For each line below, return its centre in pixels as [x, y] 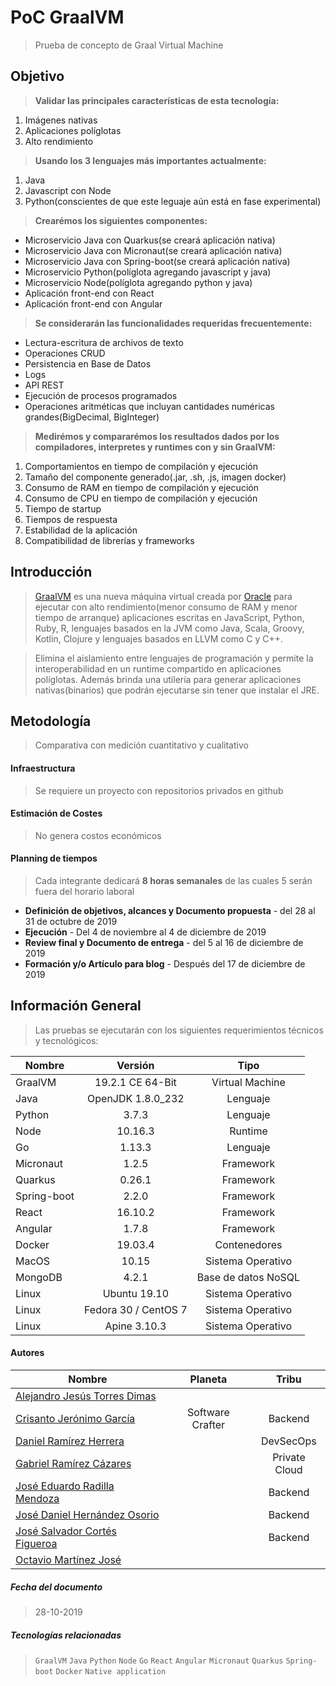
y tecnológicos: [66, 1040]
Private [289, 1457]
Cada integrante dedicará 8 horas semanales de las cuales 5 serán [173, 880]
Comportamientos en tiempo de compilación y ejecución [141, 466]
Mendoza [37, 1498]
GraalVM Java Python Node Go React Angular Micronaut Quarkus [159, 1661]
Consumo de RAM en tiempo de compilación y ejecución [141, 487]
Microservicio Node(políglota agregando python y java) [138, 282]
